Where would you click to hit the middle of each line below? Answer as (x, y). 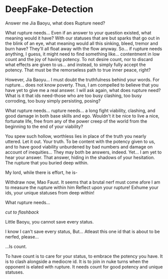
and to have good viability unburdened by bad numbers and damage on (79, 146)
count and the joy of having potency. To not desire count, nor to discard (79, 59)
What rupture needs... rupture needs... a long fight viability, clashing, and (80, 110)
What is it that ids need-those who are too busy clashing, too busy (73, 95)
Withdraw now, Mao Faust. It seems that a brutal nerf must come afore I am (83, 182)
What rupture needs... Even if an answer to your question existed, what (78, 32)
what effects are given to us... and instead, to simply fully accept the (75, 64)
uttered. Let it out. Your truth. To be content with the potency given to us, (80, 141)
